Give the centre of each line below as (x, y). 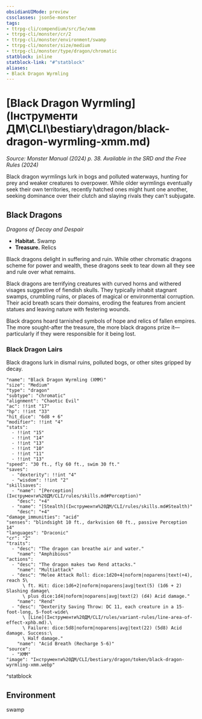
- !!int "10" (28, 449)
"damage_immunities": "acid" (43, 517)
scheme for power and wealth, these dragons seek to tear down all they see (101, 265)
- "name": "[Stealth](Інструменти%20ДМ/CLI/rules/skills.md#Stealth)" (102, 507)
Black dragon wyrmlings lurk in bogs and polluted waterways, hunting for (97, 177)
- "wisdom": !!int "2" (40, 480)
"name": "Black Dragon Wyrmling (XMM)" (56, 380)
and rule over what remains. (41, 272)
